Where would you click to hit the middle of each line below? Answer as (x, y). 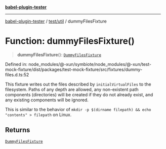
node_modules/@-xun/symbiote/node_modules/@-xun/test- (90, 64)
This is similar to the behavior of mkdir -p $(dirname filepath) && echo (78, 109)
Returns (18, 130)
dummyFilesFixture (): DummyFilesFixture (59, 55)
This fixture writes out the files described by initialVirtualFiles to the (78, 84)
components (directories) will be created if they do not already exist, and (79, 94)
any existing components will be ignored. (47, 100)
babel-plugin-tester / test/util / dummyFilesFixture (56, 21)
